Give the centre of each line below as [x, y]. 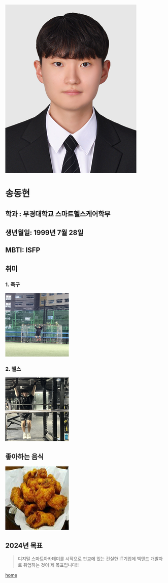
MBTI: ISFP [23, 250]
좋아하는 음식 [25, 457]
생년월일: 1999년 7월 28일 [44, 232]
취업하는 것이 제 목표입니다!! [51, 565]
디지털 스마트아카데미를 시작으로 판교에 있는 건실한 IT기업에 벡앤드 [83, 559]
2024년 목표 [24, 545]
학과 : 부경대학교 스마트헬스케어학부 [58, 214]
